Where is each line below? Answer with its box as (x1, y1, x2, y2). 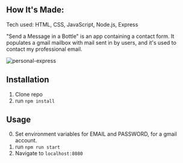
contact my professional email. (6, 45, 82, 53)
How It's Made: (6, 5, 64, 15)
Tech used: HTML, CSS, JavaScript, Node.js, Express (6, 21, 138, 28)
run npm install (14, 97, 55, 104)
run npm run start (14, 143, 60, 150)
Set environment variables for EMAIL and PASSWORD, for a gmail (14, 130, 178, 138)
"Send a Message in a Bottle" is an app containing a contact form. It (6, 33, 175, 40)
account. (14, 137, 37, 144)
